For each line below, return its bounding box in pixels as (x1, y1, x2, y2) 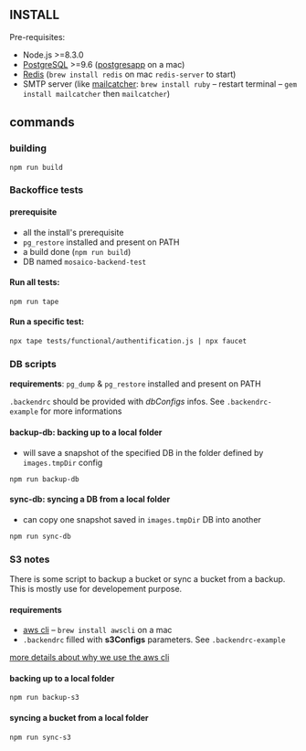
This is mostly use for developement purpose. (9, 584, 183, 595)
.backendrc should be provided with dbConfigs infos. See (9, 397, 226, 407)
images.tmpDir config (22, 457, 103, 468)
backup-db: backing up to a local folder (9, 427, 163, 438)
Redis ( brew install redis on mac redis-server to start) (22, 69, 237, 79)
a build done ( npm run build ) (22, 246, 132, 257)
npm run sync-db (9, 532, 71, 541)
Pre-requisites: (9, 31, 66, 42)
